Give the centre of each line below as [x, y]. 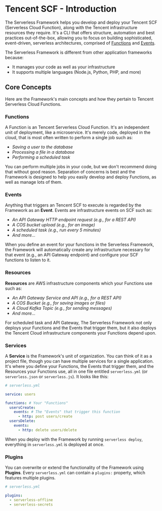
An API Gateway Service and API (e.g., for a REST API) [67, 298]
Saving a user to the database [42, 147]
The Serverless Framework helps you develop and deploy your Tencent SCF [81, 22]
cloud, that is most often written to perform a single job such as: [69, 138]
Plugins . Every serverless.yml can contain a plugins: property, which [75, 473]
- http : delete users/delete [47, 430]
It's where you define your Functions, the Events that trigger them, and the [80, 366]
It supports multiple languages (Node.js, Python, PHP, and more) [77, 72]
